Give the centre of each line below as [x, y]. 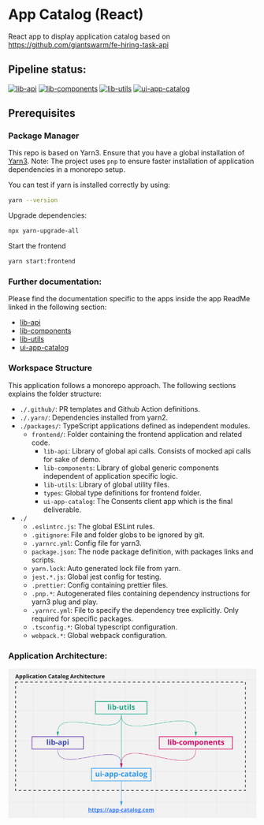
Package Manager [44, 136]
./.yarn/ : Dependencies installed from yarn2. [94, 417]
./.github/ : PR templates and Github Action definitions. [110, 409]
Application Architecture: [58, 655]
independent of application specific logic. [111, 476]
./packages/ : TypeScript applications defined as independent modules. [135, 426]
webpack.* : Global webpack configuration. [99, 635]
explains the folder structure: [55, 394]
